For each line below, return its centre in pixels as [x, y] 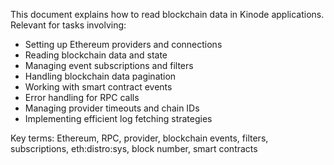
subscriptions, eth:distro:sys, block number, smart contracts [134, 148]
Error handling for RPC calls [82, 97]
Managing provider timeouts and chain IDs [112, 108]
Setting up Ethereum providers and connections [123, 44]
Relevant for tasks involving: [68, 25]
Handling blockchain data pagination [100, 76]
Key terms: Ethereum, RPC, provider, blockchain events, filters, [139, 138]
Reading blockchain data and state [96, 55]
